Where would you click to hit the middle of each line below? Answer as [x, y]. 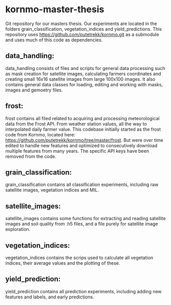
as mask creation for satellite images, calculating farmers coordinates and [83, 74]
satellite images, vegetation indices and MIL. [52, 190]
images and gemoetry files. [34, 90]
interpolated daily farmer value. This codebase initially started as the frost [83, 129]
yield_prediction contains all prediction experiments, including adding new [84, 291]
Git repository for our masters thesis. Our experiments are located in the [81, 24]
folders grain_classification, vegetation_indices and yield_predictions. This [84, 29]
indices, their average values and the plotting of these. [63, 263]
